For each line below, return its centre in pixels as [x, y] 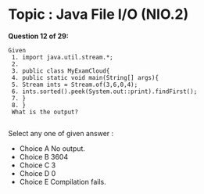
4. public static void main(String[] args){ [85, 77]
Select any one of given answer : [61, 133]
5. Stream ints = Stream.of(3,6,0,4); [75, 84]
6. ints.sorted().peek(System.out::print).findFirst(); [104, 92]
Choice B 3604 [44, 156]
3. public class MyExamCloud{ [61, 71]
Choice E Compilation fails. [63, 181]
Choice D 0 [38, 173]
